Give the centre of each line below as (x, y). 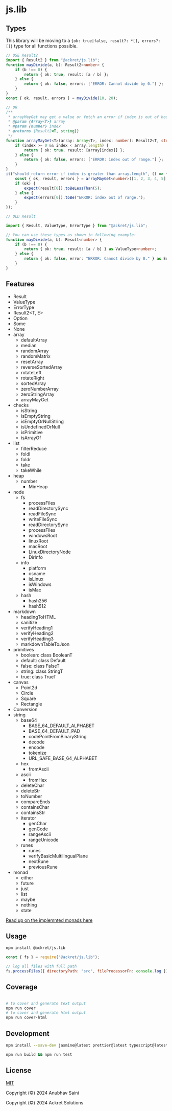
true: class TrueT (39, 676)
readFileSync (42, 514)
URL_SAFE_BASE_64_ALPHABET (63, 758)
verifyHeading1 (37, 628)
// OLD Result (21, 216)
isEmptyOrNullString (42, 421)
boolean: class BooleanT (47, 655)
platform (37, 568)
